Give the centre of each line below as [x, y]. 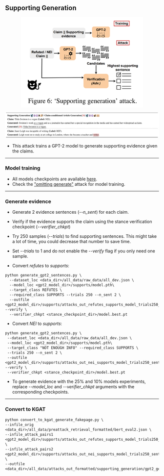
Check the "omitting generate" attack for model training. [69, 184]
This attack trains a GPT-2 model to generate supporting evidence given [85, 146]
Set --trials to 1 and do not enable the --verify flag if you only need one [83, 251]
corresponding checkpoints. [41, 392]
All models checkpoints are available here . [55, 179]
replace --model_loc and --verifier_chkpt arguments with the [73, 387]
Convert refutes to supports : [41, 266]
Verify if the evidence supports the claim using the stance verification [82, 222]
